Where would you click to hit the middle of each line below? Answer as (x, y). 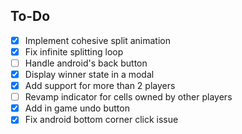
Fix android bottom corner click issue (101, 120)
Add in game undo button (77, 108)
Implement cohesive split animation (97, 40)
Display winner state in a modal (89, 74)
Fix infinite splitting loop (74, 51)
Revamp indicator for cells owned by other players (128, 97)
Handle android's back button (86, 63)
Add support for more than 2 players (100, 86)
